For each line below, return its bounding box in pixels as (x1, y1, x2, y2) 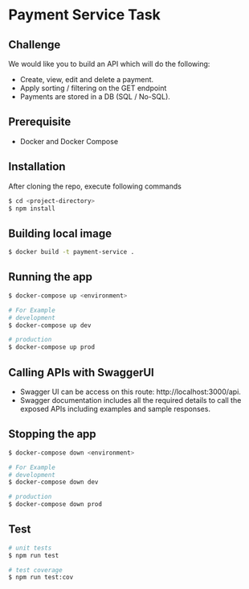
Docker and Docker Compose (19, 136, 119, 146)
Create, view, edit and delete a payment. (19, 75, 154, 84)
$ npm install (8, 204, 56, 213)
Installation (8, 160, 66, 174)
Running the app (8, 270, 92, 284)
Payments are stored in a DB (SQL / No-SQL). (19, 92, 171, 102)
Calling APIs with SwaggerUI (8, 365, 154, 380)
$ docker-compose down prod (8, 500, 103, 508)
